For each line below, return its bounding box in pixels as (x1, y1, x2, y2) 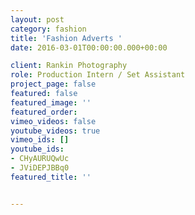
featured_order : (10, 107, 78, 117)
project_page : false (10, 79, 97, 90)
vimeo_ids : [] (10, 135, 70, 145)
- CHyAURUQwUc (10, 154, 70, 164)
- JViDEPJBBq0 (10, 163, 70, 173)
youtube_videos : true (10, 126, 101, 136)
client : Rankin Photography (10, 61, 128, 71)
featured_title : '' (10, 172, 92, 182)
